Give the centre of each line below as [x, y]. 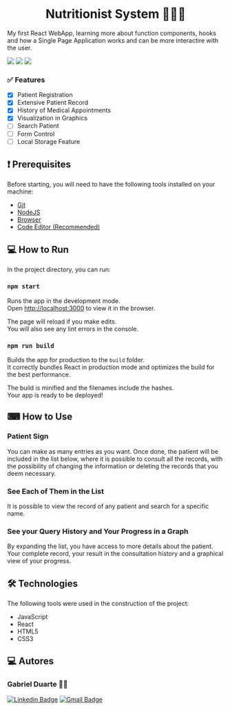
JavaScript [32, 616]
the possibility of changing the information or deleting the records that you [113, 466]
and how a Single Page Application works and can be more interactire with [113, 40]
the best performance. [39, 374]
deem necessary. [32, 473]
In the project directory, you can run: [59, 270]
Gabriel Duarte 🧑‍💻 [38, 685]
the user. [20, 48]
